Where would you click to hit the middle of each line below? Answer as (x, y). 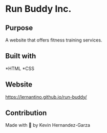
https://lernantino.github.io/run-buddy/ (46, 97)
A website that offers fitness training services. (54, 40)
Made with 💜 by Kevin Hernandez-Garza (48, 125)
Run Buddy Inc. (38, 9)
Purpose (19, 28)
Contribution (26, 113)
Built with (21, 56)
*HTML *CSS (20, 68)
